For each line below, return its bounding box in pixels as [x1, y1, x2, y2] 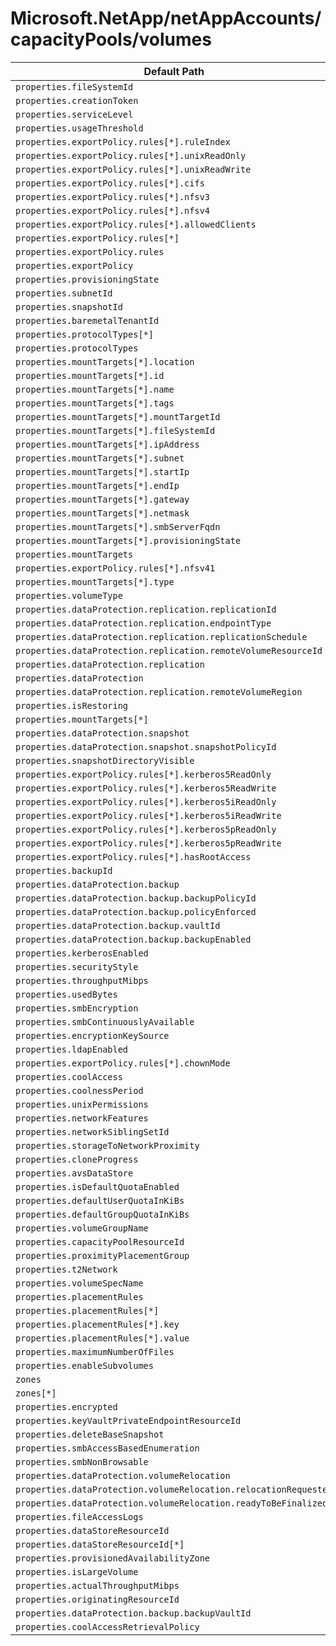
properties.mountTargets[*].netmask [15, 507, 190, 519]
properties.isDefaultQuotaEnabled [15, 1181, 180, 1192]
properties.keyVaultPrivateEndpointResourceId [15, 1415, 242, 1426]
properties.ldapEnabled [15, 1043, 129, 1055]
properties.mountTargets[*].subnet [15, 452, 185, 464]
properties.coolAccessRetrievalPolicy [15, 1621, 200, 1632]
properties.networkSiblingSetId [15, 1126, 170, 1137]
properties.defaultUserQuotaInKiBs [15, 1195, 185, 1206]
